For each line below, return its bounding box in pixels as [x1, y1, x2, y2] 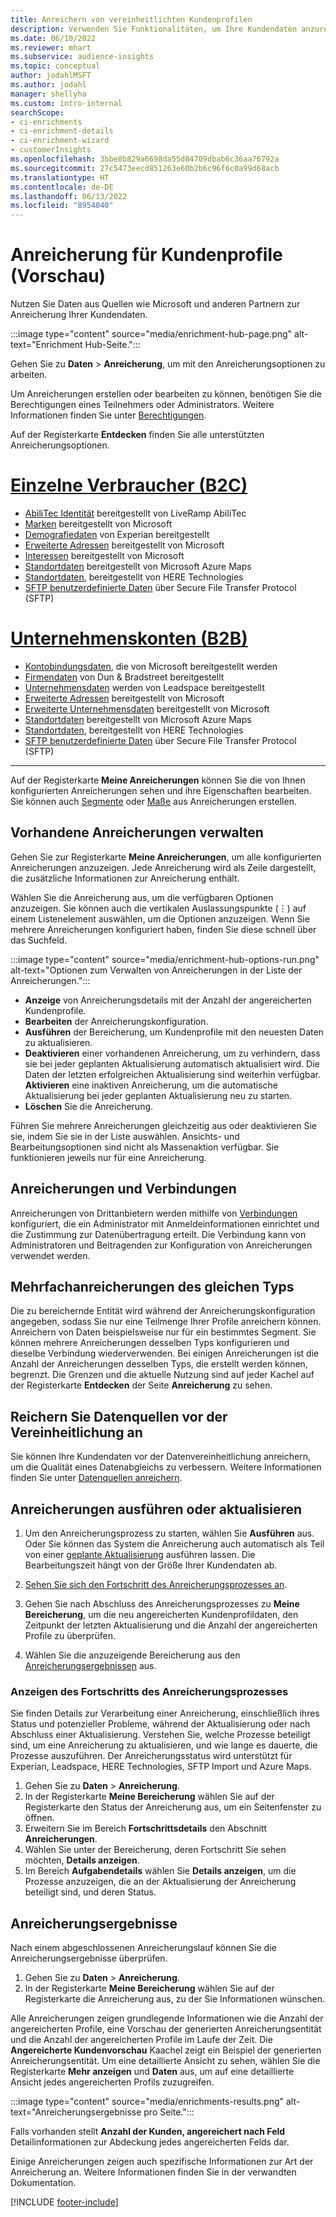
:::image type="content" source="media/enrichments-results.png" [10, 2096, 285, 2108]
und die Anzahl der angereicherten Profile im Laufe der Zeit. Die [10, 2034, 273, 2046]
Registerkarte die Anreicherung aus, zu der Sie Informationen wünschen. [24, 1993, 325, 2005]
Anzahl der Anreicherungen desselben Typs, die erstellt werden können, [10, 1358, 308, 1370]
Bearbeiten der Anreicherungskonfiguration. [24, 1015, 209, 1027]
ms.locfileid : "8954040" [10, 201, 114, 211]
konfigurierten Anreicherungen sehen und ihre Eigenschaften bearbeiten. [10, 784, 312, 796]
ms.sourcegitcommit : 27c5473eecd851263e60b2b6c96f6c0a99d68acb [10, 163, 280, 173]
